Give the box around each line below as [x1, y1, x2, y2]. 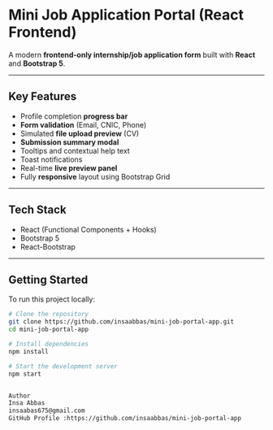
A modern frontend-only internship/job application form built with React [8, 50, 256, 59]
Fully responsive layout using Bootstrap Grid [19, 172, 171, 181]
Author [8, 392, 31, 400]
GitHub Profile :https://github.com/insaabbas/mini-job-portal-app [8, 415, 242, 423]
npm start [8, 370, 42, 378]
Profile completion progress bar [19, 111, 128, 121]
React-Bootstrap [19, 241, 76, 251]
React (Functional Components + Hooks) [19, 224, 157, 234]
